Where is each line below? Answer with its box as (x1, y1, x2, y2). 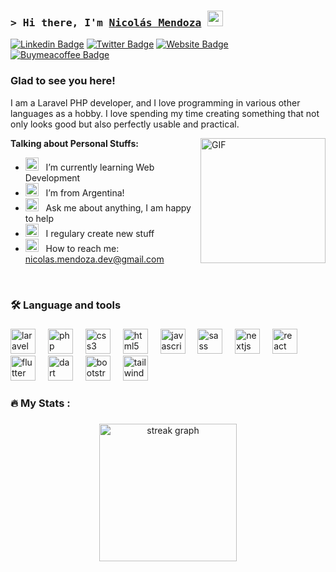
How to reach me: (45, 242, 120, 254)
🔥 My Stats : (10, 396, 71, 410)
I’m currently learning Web (45, 161, 155, 173)
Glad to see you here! (10, 74, 116, 88)
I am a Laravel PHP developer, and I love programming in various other (10, 96, 301, 109)
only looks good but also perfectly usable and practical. (10, 118, 240, 130)
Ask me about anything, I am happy (45, 201, 192, 214)
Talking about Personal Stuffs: (10, 137, 139, 149)
